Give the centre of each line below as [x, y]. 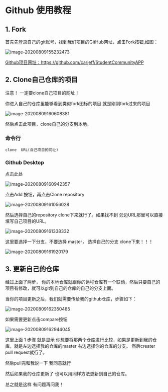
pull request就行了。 [26, 352]
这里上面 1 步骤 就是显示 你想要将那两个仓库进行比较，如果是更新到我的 [79, 340]
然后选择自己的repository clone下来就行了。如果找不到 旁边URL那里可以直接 [84, 215]
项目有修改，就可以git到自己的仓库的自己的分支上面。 [61, 288]
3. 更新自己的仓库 [32, 269]
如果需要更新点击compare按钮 [36, 320]
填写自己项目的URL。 [27, 221]
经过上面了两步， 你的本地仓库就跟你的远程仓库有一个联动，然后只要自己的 [83, 282]
